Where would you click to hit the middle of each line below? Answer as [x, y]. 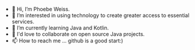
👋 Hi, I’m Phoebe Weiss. [40, 9]
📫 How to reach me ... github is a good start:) [67, 41]
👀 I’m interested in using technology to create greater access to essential [100, 15]
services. [23, 21]
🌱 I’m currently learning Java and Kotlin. [60, 28]
